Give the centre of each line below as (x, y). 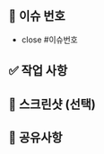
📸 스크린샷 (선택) (52, 104)
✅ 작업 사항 (38, 71)
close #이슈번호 (49, 40)
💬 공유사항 (36, 137)
